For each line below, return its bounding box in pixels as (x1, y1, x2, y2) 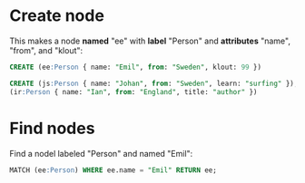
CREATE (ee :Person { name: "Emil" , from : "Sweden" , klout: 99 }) (9, 63, 261, 72)
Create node (9, 5, 104, 26)
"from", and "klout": (9, 44, 84, 55)
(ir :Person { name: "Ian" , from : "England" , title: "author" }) (9, 87, 258, 96)
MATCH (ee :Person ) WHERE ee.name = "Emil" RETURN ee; (9, 165, 218, 175)
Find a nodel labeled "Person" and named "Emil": (9, 148, 193, 159)
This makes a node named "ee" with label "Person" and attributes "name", (9, 35, 290, 46)
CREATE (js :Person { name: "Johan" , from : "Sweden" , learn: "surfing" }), (9, 79, 299, 88)
